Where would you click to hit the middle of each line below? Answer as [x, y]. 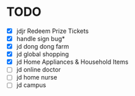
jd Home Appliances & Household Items [72, 62]
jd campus [31, 85]
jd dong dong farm [42, 47]
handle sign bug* [41, 39]
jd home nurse [37, 77]
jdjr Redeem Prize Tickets [52, 31]
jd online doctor [38, 70]
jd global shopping [42, 54]
